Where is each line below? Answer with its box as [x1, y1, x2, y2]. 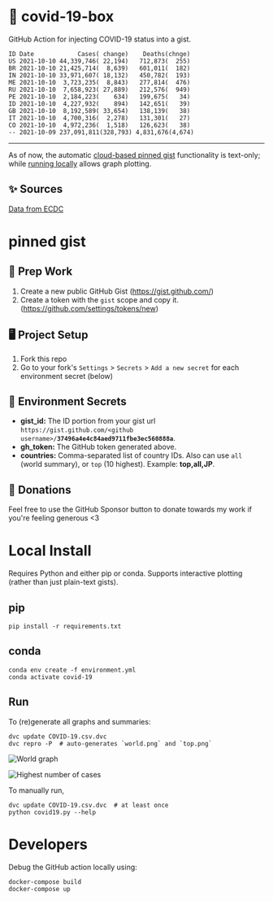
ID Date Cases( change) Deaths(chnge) [8, 50, 191, 58]
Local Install [8, 542, 92, 560]
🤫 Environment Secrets [8, 394, 128, 408]
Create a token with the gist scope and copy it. [19, 294, 179, 304]
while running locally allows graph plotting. [8, 159, 152, 168]
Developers [8, 835, 88, 853]
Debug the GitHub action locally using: [8, 862, 138, 872]
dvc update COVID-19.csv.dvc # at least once [8, 801, 169, 809]
